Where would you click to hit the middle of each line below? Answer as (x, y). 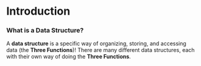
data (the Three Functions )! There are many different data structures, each (100, 50)
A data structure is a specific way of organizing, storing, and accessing (97, 43)
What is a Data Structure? (45, 31)
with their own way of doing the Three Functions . (69, 57)
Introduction (38, 11)
